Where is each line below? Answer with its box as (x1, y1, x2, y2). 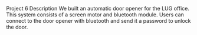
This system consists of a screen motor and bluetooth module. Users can (6, 11, 185, 18)
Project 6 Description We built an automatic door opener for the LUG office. (6, 5, 190, 12)
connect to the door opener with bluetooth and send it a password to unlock (6, 17, 191, 24)
